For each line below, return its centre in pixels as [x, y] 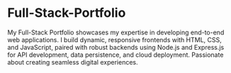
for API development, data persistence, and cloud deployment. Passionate [115, 55]
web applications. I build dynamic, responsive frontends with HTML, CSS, [114, 39]
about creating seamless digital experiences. [73, 62]
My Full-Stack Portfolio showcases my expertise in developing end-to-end [116, 32]
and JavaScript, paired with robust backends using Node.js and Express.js [116, 47]
